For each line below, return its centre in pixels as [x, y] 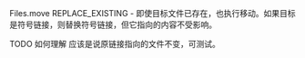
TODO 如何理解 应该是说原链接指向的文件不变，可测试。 [115, 44]
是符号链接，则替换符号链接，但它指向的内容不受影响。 [113, 24]
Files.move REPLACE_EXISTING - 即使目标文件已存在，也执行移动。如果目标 [152, 13]
